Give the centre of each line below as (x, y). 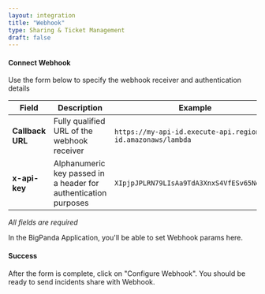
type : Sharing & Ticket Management (67, 30)
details (19, 88)
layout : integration (42, 15)
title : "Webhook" (37, 23)
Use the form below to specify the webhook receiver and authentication (125, 80)
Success (23, 256)
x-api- (26, 178)
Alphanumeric (80, 164)
